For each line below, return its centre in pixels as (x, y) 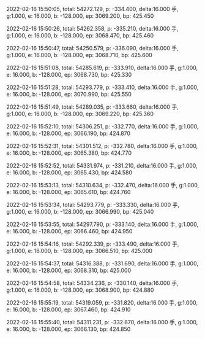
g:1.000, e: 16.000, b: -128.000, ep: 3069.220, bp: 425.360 (80, 114)
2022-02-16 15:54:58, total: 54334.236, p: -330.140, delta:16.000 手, (92, 283)
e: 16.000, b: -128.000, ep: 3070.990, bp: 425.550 (69, 94)
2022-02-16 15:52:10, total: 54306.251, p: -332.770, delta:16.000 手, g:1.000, (102, 127)
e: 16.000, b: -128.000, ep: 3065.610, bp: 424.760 (69, 192)
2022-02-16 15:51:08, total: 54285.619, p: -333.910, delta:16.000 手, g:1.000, (102, 68)
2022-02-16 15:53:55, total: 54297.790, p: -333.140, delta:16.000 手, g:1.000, (102, 224)
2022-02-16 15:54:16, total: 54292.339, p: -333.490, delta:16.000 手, (93, 244)
